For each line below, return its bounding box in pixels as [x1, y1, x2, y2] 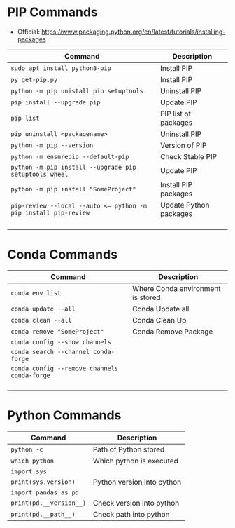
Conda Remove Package [131, 327, 213, 337]
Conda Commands [7, 247, 117, 263]
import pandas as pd [10, 488, 79, 496]
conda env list [10, 289, 62, 297]
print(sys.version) [10, 478, 76, 486]
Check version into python [92, 498, 180, 508]
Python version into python [92, 477, 182, 487]
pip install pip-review [10, 208, 90, 217]
